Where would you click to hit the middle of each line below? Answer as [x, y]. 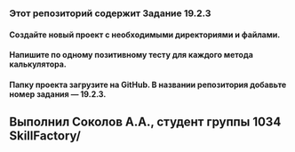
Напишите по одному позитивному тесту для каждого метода [131, 55]
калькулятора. [38, 64]
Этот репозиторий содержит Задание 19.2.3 [110, 13]
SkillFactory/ [45, 136]
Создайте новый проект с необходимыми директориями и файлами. [145, 35]
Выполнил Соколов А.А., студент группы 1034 [145, 122]
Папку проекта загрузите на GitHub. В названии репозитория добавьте [148, 84]
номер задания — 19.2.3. [58, 94]
